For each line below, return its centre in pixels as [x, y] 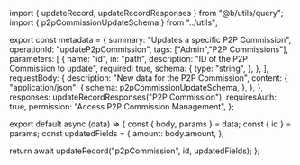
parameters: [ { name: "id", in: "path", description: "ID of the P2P [128, 59]
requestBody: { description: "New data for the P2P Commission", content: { [149, 78]
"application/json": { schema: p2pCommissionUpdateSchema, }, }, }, [136, 87]
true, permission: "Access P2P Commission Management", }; [122, 106]
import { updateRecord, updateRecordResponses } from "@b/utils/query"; [146, 13]
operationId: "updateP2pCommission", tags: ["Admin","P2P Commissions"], [149, 49]
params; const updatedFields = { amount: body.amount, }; [117, 133]
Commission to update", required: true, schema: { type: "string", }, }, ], [139, 68]
